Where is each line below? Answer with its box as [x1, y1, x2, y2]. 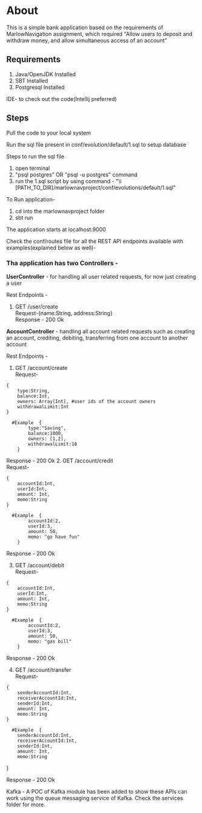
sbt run [15, 214, 33, 221]
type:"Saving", [28, 425, 67, 431]
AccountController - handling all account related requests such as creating [6, 327, 195, 335]
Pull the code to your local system [6, 129, 91, 136]
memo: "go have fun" [28, 534, 80, 540]
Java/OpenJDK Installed [15, 71, 76, 78]
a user [6, 279, 22, 287]
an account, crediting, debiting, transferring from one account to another [6, 334, 188, 341]
